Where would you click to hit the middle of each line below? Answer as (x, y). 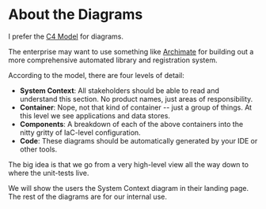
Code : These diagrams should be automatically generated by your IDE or (139, 140)
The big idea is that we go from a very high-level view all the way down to (129, 164)
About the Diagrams (76, 15)
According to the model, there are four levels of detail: (96, 75)
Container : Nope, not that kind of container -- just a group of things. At (135, 107)
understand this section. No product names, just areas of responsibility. (136, 99)
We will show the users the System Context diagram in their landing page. (129, 188)
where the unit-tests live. (49, 173)
